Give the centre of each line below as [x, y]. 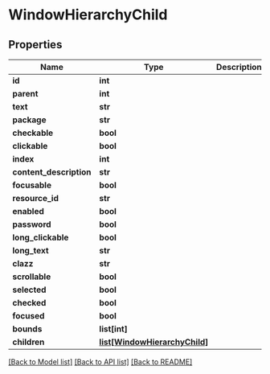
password [32, 224]
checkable [33, 133]
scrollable [32, 277]
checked [29, 303]
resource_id [35, 198]
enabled [28, 211]
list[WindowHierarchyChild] [154, 342]
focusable [32, 185]
